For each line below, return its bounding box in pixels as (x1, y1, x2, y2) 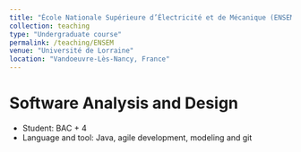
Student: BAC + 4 (21, 122, 87, 133)
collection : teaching (9, 21, 90, 30)
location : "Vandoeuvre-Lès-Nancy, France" (9, 55, 170, 63)
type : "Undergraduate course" (9, 30, 123, 38)
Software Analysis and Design (9, 93, 239, 114)
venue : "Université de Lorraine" (9, 46, 134, 55)
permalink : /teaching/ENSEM (9, 38, 115, 47)
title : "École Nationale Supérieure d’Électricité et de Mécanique (9, 13, 267, 22)
